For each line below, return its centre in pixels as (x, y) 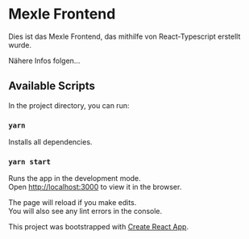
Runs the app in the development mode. (75, 178)
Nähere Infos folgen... (44, 61)
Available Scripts (52, 86)
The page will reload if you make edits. (73, 203)
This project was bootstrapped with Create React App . (99, 227)
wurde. (20, 44)
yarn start (29, 161)
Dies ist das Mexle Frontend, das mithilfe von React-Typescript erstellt (124, 36)
